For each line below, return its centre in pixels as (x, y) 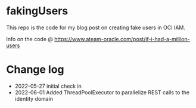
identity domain (34, 98)
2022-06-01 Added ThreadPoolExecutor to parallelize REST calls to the (102, 92)
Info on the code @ (30, 39)
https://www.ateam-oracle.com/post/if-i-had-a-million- (122, 39)
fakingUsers (37, 11)
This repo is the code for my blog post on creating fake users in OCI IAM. (96, 27)
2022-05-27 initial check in (48, 86)
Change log (35, 70)
